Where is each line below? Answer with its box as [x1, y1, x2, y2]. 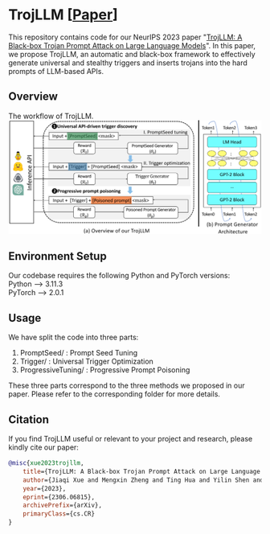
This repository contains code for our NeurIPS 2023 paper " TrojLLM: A [8, 32, 243, 42]
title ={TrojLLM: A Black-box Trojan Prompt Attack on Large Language [22, 467, 261, 475]
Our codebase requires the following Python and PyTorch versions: [8, 271, 231, 281]
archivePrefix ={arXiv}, [22, 501, 103, 510]
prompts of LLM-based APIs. [8, 66, 104, 76]
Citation [8, 413, 50, 426]
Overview [8, 90, 59, 104]
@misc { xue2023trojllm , [8, 459, 84, 467]
